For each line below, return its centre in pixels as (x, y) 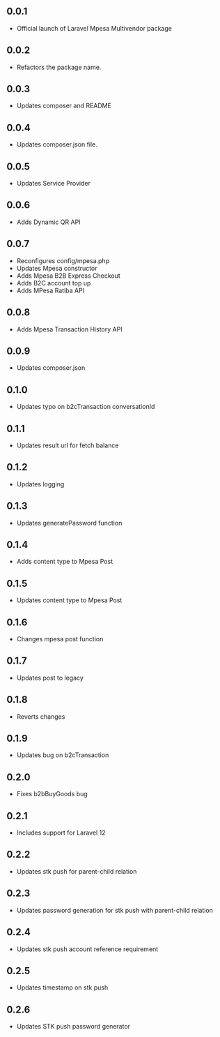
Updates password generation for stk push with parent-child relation (115, 910)
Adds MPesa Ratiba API (50, 290)
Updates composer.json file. (57, 144)
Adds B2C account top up (54, 283)
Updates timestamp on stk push (62, 987)
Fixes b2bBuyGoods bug (52, 794)
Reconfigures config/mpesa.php (63, 260)
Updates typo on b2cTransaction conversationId (86, 407)
